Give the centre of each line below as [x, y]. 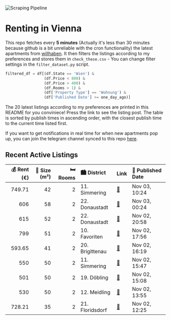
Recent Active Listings [42, 155]
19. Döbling [94, 277]
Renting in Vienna [44, 29]
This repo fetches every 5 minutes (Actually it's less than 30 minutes [78, 42]
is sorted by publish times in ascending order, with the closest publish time [83, 118]
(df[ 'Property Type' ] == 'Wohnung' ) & [85, 93]
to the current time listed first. [36, 124]
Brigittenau [94, 251]
